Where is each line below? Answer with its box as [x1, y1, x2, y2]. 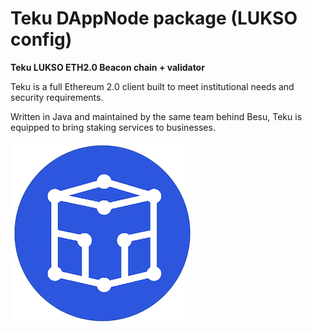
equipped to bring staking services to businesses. [10, 121, 216, 133]
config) [10, 28, 73, 51]
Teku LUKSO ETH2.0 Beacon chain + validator [10, 61, 205, 73]
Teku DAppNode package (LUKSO [10, 7, 298, 30]
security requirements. [10, 91, 104, 103]
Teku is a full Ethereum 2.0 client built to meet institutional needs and [10, 80, 295, 92]
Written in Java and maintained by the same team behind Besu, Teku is [10, 110, 303, 122]
